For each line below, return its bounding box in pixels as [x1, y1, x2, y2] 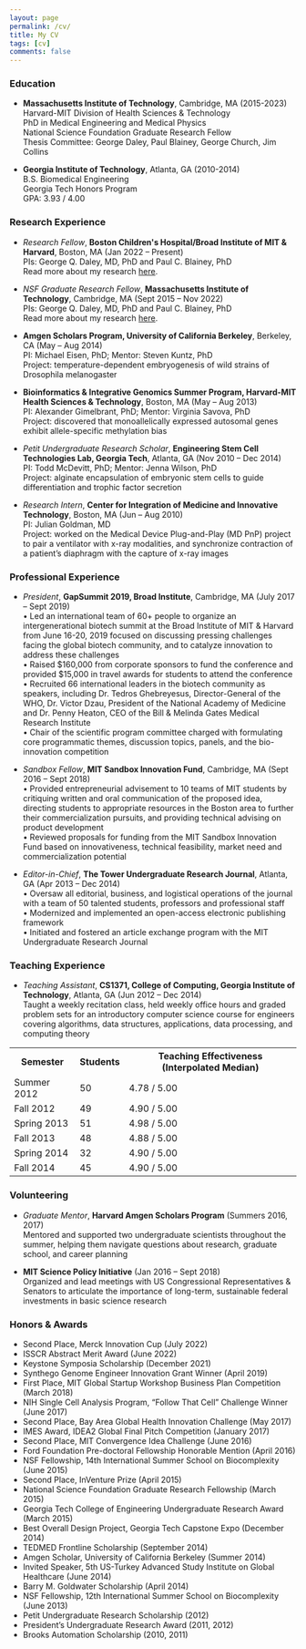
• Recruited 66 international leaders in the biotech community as [22, 678, 266, 689]
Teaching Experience [9, 959, 106, 972]
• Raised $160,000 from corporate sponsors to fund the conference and [22, 659, 294, 670]
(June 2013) [22, 1600, 68, 1611]
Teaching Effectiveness [158, 1050, 263, 1063]
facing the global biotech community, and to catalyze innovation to [22, 640, 273, 651]
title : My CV [9, 30, 59, 39]
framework [22, 917, 65, 928]
